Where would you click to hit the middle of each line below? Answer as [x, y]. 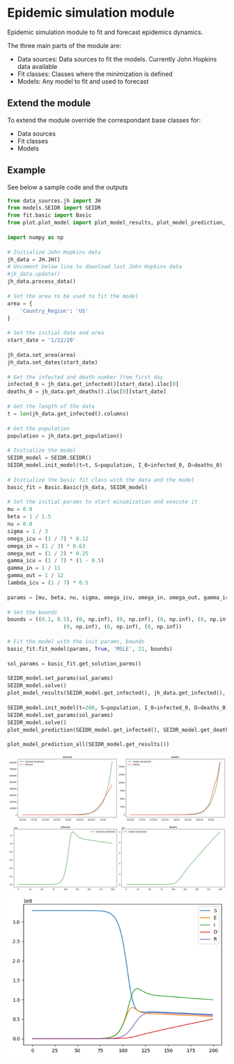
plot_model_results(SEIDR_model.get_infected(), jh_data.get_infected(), [117, 693]
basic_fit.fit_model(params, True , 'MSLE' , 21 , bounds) [90, 649]
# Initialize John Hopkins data [54, 252]
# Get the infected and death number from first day [85, 377]
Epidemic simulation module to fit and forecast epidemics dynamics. [105, 32]
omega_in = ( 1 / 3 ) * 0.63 [46, 546]
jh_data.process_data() [42, 282]
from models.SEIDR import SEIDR [54, 208]
